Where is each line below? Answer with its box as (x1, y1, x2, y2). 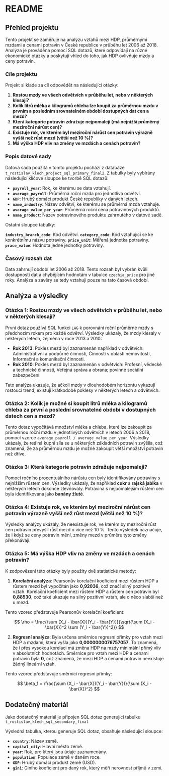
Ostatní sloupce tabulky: (5, 221, 56, 227)
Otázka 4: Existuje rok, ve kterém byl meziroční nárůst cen (5, 504, 151, 511)
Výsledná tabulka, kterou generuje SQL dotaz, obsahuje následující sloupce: (5, 728, 163, 734)
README (5, 3, 43, 15)
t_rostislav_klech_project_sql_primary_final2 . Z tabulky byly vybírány (5, 170, 155, 176)
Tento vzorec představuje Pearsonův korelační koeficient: (5, 609, 125, 615)
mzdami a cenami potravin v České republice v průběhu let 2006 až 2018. (5, 42, 158, 48)
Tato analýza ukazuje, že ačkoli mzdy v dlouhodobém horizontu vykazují (5, 382, 155, 388)
